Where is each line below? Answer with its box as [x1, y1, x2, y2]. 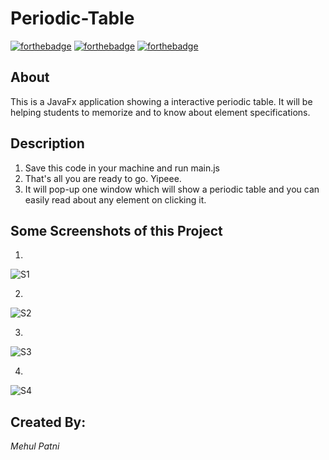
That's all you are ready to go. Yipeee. [24, 172, 182, 184]
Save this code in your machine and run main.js [24, 162, 221, 174]
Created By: [10, 413, 87, 431]
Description [10, 135, 85, 152]
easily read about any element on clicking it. [24, 193, 207, 206]
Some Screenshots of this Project [10, 222, 223, 239]
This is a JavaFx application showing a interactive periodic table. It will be [10, 95, 313, 107]
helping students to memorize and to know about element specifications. [10, 106, 311, 118]
